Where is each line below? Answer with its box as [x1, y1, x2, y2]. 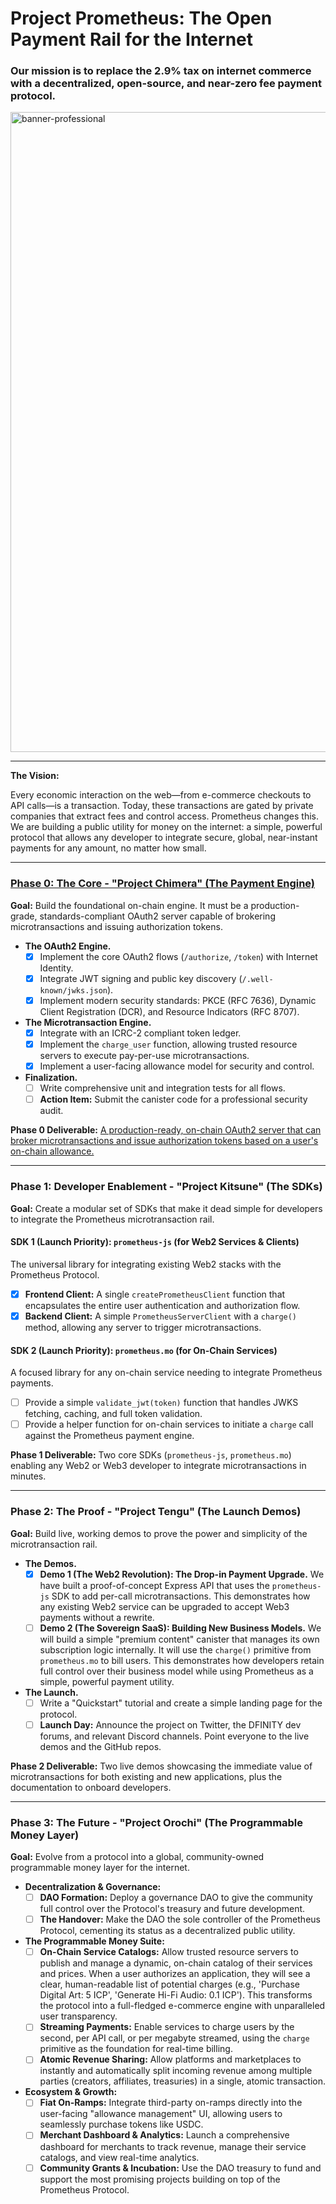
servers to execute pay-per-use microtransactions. [39, 1050, 250, 1062]
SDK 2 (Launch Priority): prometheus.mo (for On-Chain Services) [10, 1344, 278, 1356]
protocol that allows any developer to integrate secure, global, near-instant [10, 832, 318, 844]
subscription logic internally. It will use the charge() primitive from [39, 1643, 312, 1656]
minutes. [10, 1470, 47, 1482]
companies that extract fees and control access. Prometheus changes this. [10, 810, 320, 822]
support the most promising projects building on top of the [39, 2173, 281, 2185]
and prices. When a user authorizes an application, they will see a [39, 1968, 311, 1980]
